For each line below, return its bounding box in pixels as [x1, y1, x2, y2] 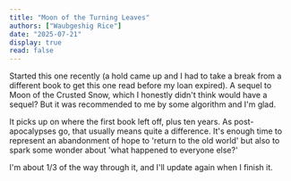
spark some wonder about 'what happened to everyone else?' [9, 144, 239, 156]
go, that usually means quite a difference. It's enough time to [57, 126, 283, 136]
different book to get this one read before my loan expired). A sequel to [9, 80, 272, 91]
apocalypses [9, 126, 56, 136]
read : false [9, 46, 54, 55]
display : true [9, 37, 63, 47]
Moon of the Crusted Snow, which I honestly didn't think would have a [9, 90, 268, 101]
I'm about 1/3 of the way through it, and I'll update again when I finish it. [9, 162, 273, 173]
